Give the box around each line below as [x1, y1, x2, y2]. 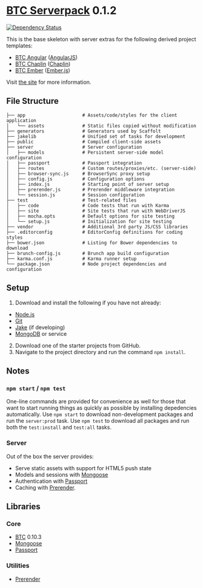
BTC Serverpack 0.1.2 [6, 4, 117, 18]
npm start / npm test [6, 384, 66, 392]
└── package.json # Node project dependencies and [6, 261, 167, 267]
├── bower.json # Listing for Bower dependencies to [6, 239, 178, 246]
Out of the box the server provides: [6, 453, 94, 460]
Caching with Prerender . [15, 484, 76, 491]
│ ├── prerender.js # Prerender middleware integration [6, 186, 175, 193]
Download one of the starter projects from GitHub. [15, 341, 141, 349]
